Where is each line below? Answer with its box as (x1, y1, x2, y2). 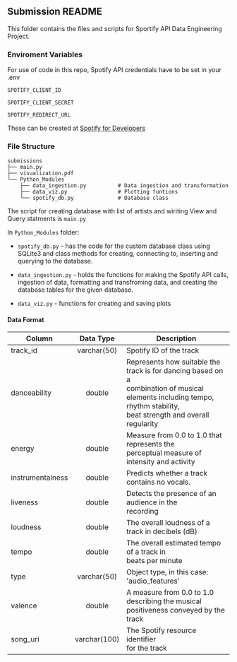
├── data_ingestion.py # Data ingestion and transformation (20, 182, 229, 189)
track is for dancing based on (126, 365, 224, 375)
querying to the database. (17, 257, 93, 266)
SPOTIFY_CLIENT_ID (7, 87, 61, 94)
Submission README (7, 6, 102, 18)
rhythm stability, (126, 401, 180, 410)
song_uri (11, 634, 40, 644)
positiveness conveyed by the (126, 605, 226, 615)
